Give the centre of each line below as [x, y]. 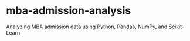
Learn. [14, 32]
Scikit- [177, 27]
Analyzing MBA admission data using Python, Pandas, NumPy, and [87, 27]
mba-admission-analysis [69, 11]
